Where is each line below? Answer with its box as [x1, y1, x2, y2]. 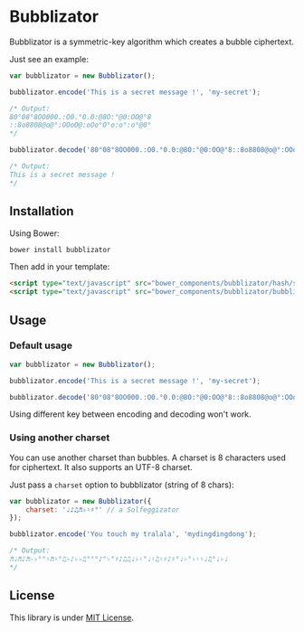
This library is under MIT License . [9, 612, 134, 623]
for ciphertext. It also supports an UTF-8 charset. [9, 461, 193, 472]
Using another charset [9, 431, 110, 444]
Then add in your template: [9, 261, 110, 272]
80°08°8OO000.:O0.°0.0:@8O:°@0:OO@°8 [9, 112, 152, 121]
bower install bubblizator [9, 245, 111, 254]
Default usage [9, 339, 72, 352]
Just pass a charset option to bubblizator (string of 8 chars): [9, 479, 234, 490]
